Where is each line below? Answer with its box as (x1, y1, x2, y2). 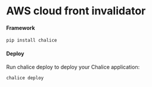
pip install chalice (6, 38, 58, 44)
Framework (6, 24, 35, 31)
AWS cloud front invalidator (6, 4, 146, 18)
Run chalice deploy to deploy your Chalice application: (6, 63, 140, 70)
